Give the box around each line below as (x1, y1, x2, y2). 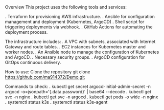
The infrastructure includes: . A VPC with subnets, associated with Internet (5, 39, 156, 44)
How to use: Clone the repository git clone (5, 69, 91, 75)
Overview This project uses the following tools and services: (5, 4, 127, 10)
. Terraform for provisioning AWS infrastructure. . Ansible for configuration (5, 14, 155, 19)
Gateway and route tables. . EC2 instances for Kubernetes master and (5, 44, 146, 49)
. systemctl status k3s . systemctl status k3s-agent (5, 99, 108, 105)
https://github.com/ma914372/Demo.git (5, 74, 85, 80)
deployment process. (5, 29, 48, 35)
